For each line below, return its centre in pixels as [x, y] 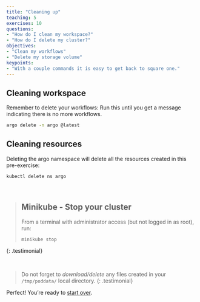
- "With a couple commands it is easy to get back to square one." [93, 68]
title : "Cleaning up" [34, 12]
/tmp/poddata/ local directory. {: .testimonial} [77, 281]
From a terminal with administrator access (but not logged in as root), [108, 222]
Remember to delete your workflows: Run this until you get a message [94, 108]
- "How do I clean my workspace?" [50, 35]
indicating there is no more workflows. [54, 114]
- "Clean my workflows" [36, 52]
